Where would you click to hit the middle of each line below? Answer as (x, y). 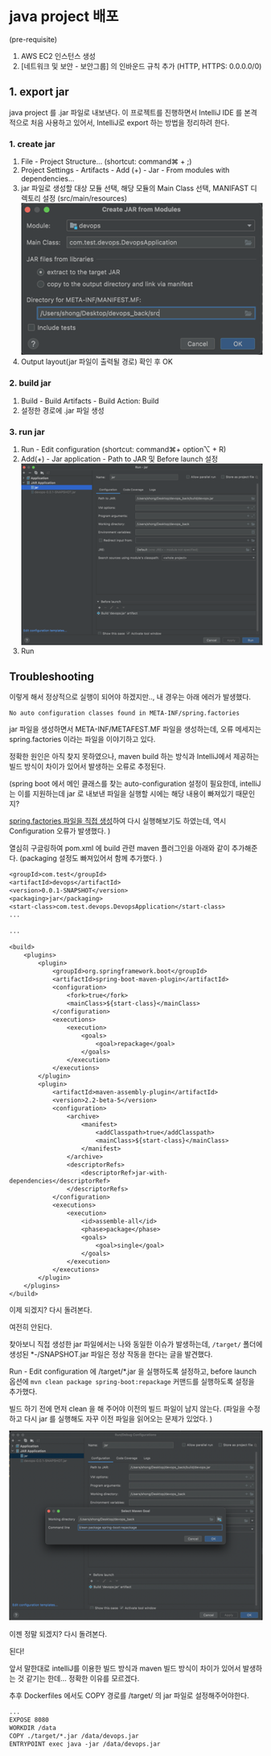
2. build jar (30, 383)
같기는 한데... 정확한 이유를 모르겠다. (83, 1679)
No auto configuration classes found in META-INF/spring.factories (125, 713)
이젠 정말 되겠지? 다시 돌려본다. (58, 1634)
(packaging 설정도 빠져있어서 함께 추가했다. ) (91, 858)
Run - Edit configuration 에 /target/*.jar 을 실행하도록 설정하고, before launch (133, 1371)
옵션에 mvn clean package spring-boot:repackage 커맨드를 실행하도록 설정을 (132, 1382)
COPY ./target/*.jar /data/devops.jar (74, 1736)
